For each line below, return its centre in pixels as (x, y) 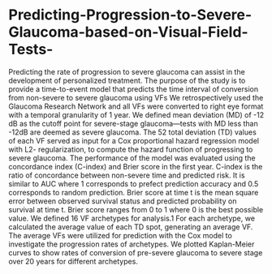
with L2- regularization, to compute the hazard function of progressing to (131, 149)
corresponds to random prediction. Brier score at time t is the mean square (134, 192)
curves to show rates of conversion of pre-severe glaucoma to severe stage (136, 252)
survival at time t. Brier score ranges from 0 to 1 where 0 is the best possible (136, 209)
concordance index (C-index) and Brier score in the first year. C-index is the (136, 166)
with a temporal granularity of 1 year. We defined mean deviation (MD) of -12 (136, 114)
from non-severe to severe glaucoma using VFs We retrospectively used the (136, 97)
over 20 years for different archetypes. (73, 261)
